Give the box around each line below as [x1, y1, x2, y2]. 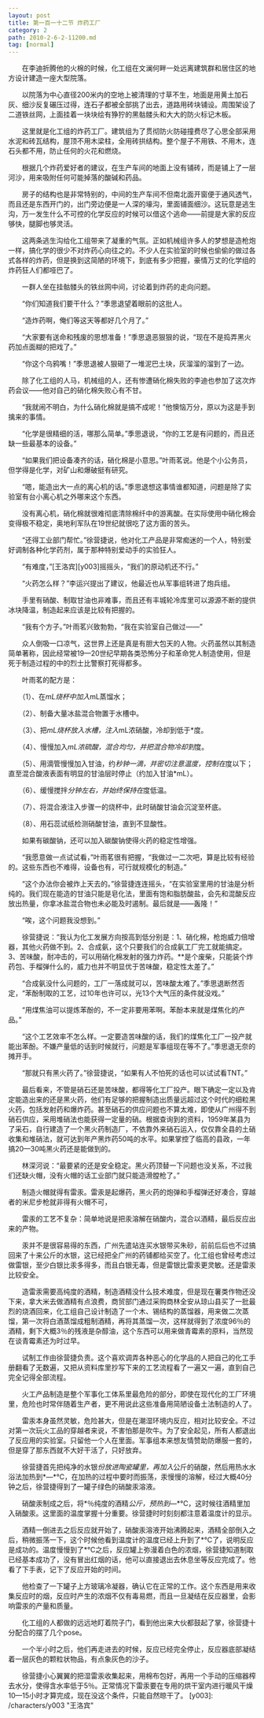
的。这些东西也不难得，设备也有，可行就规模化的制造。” [8, 862, 187, 872]
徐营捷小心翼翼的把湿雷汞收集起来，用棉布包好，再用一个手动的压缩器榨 [21, 1672, 256, 1681]
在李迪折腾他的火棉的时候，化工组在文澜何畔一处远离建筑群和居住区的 [21, 64, 249, 73]
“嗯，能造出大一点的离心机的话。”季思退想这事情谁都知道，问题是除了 [21, 482, 245, 492]
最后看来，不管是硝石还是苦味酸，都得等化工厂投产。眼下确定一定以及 [21, 1085, 249, 1095]
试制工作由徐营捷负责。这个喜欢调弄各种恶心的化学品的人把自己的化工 [21, 1353, 249, 1363]
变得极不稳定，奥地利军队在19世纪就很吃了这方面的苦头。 [8, 519, 195, 528]
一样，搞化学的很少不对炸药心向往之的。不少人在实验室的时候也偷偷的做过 [8, 246, 249, 255]
